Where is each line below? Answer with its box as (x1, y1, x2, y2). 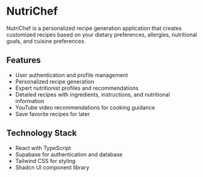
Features (6, 55, 41, 65)
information (15, 97, 45, 104)
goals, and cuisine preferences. (6, 37, 86, 45)
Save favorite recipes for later (15, 110, 90, 117)
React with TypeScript (15, 144, 72, 151)
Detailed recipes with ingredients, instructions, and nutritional (15, 90, 170, 98)
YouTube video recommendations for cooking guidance (15, 104, 155, 111)
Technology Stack (6, 128, 77, 139)
